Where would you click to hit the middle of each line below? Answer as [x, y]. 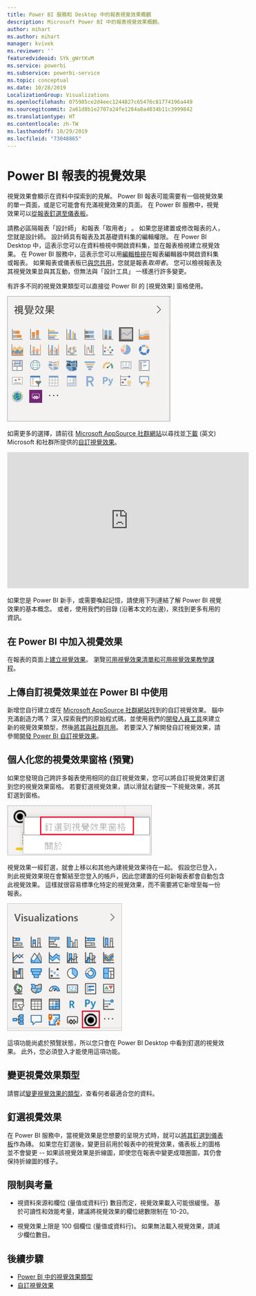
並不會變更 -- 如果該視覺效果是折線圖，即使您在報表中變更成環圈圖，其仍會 [115, 1152]
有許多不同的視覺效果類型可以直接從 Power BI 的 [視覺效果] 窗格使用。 [107, 286]
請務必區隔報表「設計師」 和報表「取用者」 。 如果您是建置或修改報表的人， [116, 228]
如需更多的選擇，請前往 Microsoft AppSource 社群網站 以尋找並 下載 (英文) [112, 434]
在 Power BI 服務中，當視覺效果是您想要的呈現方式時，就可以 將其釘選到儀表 [115, 1135]
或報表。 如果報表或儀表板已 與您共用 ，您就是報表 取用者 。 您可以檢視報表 [111, 263]
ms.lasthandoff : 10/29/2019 [48, 131]
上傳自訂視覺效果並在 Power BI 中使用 [88, 692]
